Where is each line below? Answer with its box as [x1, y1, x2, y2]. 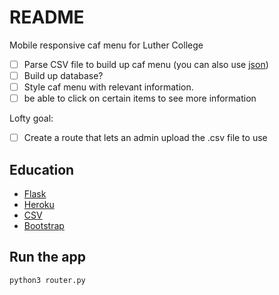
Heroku [23, 199, 55, 211]
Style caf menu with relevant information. [23, 81, 194, 93]
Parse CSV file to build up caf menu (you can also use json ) [23, 58, 269, 70]
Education [9, 161, 75, 178]
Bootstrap [23, 220, 65, 232]
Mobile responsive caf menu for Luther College [9, 39, 204, 51]
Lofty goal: [9, 112, 54, 125]
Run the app [9, 249, 86, 266]
